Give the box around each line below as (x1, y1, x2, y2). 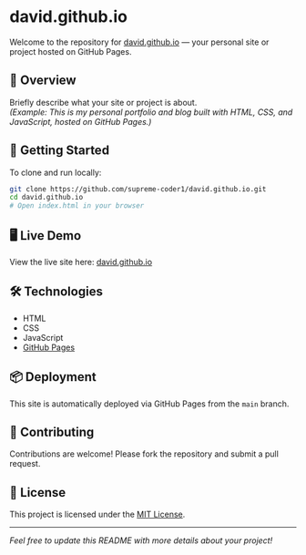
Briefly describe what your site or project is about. (9, 97, 198, 108)
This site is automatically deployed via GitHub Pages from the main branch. (9, 398, 290, 409)
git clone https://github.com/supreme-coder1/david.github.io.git (9, 184, 267, 193)
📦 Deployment (9, 369, 97, 385)
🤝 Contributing (9, 425, 95, 440)
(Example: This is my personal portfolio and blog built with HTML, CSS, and (9, 107, 293, 118)
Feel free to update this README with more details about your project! (9, 535, 273, 546)
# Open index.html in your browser (9, 201, 145, 211)
